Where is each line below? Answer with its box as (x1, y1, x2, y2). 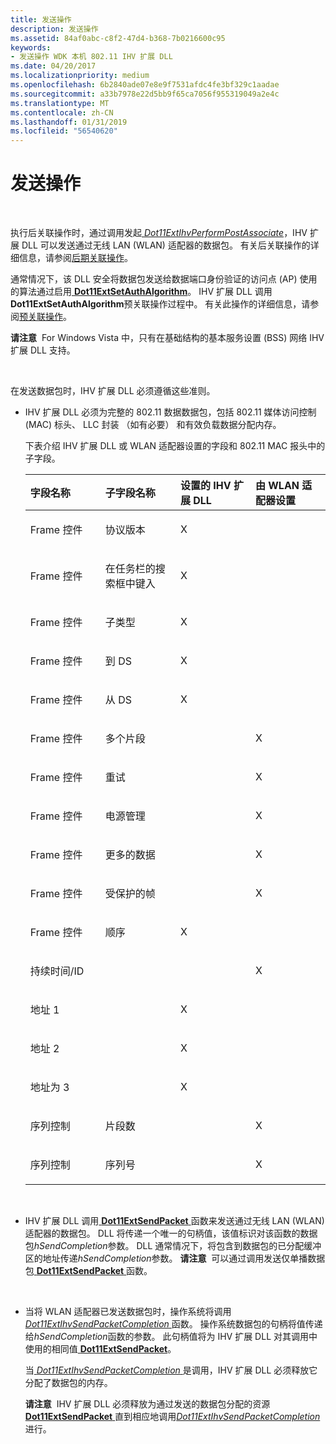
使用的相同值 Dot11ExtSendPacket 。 (24, 1343, 177, 1355)
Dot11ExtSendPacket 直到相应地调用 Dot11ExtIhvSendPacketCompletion (24, 1411, 321, 1423)
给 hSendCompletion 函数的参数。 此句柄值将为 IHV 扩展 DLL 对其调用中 (24, 1331, 318, 1343)
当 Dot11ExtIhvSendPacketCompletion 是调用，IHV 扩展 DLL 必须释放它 (24, 1364, 318, 1376)
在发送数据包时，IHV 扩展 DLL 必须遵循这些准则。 (10, 385, 216, 397)
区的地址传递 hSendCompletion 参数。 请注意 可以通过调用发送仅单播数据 (24, 1252, 326, 1265)
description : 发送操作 (10, 24, 99, 34)
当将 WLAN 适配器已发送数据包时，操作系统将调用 (24, 1306, 232, 1318)
